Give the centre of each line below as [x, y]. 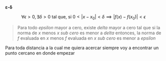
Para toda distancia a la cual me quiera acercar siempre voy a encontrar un [82, 48]
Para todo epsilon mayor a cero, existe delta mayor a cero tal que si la [89, 27]
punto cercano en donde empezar [40, 53]
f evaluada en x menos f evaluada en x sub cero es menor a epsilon [86, 38]
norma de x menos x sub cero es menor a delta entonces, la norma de [89, 33]
